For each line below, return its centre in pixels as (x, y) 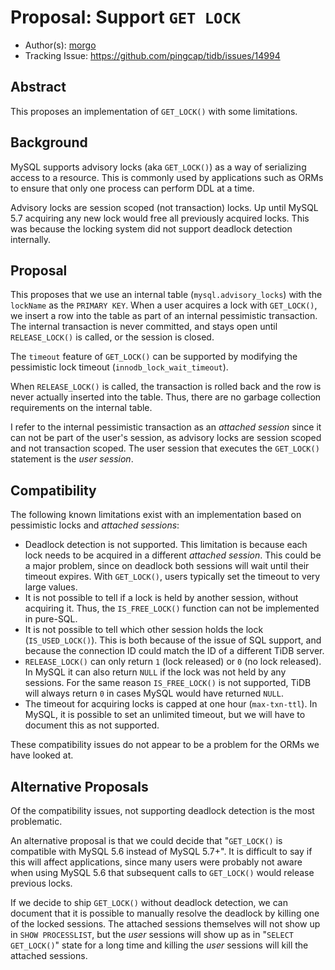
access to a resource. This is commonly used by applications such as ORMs (167, 177)
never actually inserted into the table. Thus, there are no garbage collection (166, 397)
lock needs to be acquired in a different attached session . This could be (173, 555)
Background (49, 142)
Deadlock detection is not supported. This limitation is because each (166, 545)
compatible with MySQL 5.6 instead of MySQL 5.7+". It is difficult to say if (161, 851)
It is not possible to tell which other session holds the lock (144, 630)
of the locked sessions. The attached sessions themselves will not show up (165, 924)
